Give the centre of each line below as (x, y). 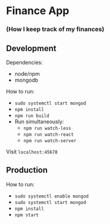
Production (27, 170)
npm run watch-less (47, 128)
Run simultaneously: (39, 121)
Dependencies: (24, 62)
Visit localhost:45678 (32, 152)
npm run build (32, 116)
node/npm (27, 73)
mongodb (26, 80)
